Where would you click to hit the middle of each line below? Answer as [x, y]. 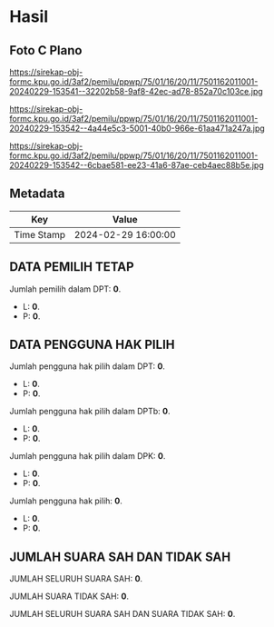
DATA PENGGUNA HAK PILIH [92, 345]
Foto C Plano [46, 50]
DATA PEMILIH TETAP [72, 267]
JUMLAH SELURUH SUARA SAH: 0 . [76, 579]
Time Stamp [40, 234]
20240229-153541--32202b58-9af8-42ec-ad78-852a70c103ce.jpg [136, 91]
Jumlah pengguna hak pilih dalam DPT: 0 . [88, 366]
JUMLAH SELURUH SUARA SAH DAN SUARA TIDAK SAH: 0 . [122, 614]
